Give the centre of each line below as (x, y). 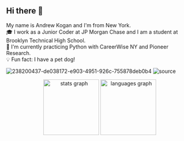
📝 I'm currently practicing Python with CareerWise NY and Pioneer (87, 47)
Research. (18, 53)
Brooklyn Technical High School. (46, 40)
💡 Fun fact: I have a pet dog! (41, 59)
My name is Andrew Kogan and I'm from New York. (69, 25)
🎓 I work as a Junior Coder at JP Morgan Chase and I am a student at (92, 32)
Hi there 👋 (25, 11)
